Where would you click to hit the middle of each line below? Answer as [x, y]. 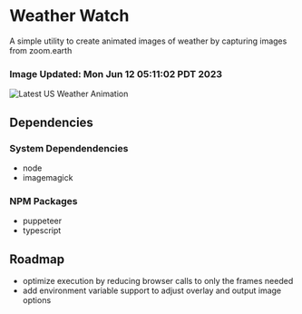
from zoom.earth [41, 50]
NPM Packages [44, 201]
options [37, 300]
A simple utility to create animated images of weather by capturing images [148, 41]
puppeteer [42, 221]
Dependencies [51, 122]
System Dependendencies [69, 148]
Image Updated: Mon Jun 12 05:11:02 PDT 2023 [116, 74]
